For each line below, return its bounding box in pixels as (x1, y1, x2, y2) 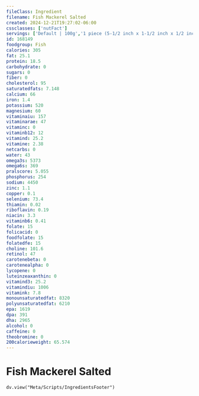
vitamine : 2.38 (6, 140, 44, 147)
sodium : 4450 (6, 180, 38, 186)
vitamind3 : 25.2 (6, 279, 46, 285)
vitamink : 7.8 (6, 290, 41, 296)
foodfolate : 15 (6, 235, 44, 241)
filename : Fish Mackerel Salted (6, 14, 86, 20)
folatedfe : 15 (6, 240, 41, 246)
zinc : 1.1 (6, 185, 31, 191)
